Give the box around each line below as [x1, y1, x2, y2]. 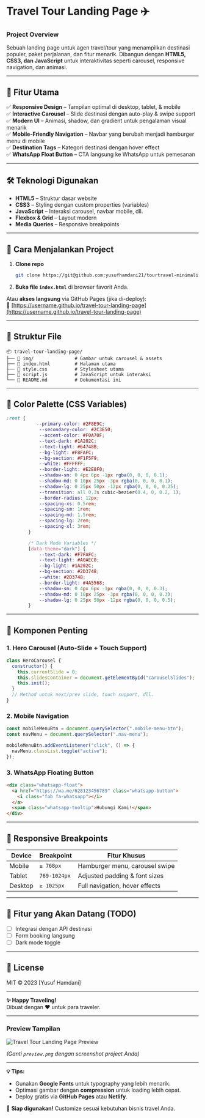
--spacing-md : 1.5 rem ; [38, 512, 97, 518]
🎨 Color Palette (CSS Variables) [6, 399, 127, 409]
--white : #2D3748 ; [38, 574, 86, 580]
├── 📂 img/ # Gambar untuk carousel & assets [6, 355, 163, 361]
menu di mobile [6, 138, 45, 145]
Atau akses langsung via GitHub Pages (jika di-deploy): [6, 295, 146, 302]
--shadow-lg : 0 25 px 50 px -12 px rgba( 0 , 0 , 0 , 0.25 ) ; [38, 483, 179, 489]
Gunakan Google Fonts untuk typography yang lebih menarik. [15, 1080, 171, 1087]
